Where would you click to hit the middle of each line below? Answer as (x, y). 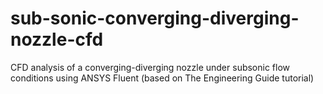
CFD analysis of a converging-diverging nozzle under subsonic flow (150, 67)
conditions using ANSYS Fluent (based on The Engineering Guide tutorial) (162, 78)
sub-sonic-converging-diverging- (155, 18)
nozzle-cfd (57, 39)
